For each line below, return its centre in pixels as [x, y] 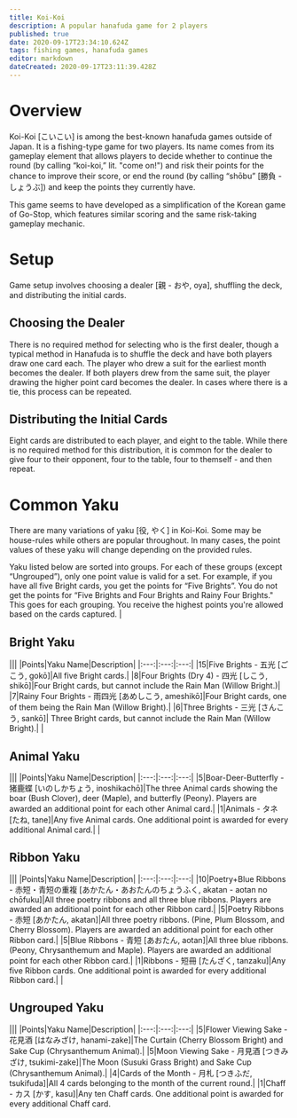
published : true [39, 34]
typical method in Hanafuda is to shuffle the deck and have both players [141, 354]
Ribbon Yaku [45, 858]
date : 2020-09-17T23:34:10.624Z [69, 42]
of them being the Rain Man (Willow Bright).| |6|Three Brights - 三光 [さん [143, 707]
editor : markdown [41, 59]
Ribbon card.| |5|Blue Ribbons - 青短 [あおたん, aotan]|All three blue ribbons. [149, 940]
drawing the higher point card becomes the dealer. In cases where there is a [148, 382]
